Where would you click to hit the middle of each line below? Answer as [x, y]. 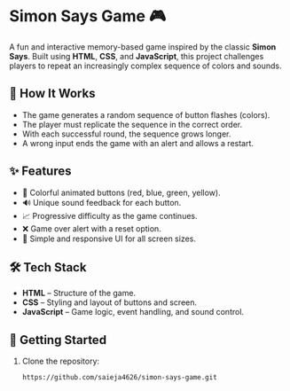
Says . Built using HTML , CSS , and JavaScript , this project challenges [137, 56]
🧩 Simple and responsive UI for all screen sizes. [109, 239]
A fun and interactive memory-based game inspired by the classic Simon [143, 47]
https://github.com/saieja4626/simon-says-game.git [119, 378]
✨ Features [40, 172]
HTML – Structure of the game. [78, 293]
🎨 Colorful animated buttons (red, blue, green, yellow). [121, 192]
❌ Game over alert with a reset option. [91, 228]
